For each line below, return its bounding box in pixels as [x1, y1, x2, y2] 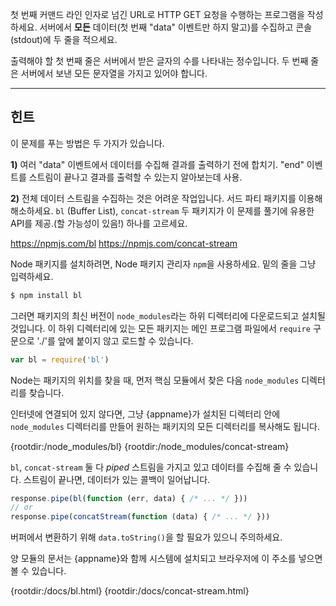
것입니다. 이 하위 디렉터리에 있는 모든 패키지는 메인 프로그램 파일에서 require [10, 322, 311, 334]
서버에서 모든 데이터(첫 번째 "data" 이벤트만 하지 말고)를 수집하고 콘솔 [39, 21, 313, 33]
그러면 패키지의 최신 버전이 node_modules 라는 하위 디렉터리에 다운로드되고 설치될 [10, 309, 326, 322]
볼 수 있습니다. [10, 565, 67, 577]
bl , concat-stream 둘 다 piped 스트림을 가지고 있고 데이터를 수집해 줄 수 [10, 461, 292, 473]
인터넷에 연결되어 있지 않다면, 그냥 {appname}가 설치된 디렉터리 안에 [10, 408, 281, 420]
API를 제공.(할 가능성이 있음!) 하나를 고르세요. [10, 217, 188, 229]
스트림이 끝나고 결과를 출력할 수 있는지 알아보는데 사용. [28, 171, 243, 183]
